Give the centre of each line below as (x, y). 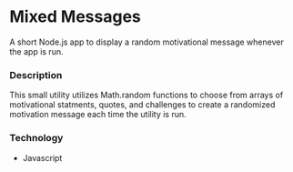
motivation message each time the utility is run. (98, 115)
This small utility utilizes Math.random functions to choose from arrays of (146, 95)
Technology (36, 138)
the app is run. (36, 51)
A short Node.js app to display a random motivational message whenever (146, 42)
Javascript (42, 157)
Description (36, 75)
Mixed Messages (75, 17)
